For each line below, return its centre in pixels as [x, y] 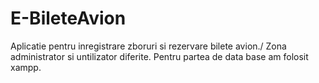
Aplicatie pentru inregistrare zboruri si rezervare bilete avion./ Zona [148, 46]
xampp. [26, 67]
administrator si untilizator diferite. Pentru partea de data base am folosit [159, 56]
